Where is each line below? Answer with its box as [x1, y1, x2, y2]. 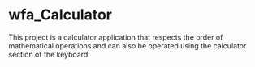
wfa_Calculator [8, 6, 112, 24]
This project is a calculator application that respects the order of [8, 32, 223, 42]
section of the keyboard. [8, 49, 91, 59]
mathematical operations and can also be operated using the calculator [8, 40, 247, 50]
